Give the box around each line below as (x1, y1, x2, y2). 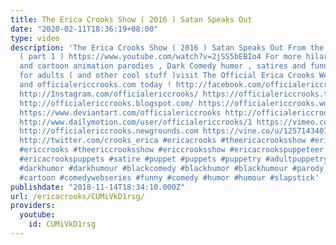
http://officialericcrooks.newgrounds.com (19, 126, 199, 136)
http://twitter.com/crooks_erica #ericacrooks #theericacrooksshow (19, 136, 307, 146)
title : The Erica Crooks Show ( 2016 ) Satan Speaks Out (10, 14, 253, 25)
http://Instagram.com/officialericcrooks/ (19, 89, 199, 99)
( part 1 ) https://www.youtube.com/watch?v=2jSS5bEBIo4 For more (19, 52, 302, 62)
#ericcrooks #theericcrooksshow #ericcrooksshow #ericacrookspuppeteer (19, 145, 325, 155)
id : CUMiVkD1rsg (28, 219, 97, 230)
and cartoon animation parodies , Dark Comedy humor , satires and (19, 61, 307, 71)
